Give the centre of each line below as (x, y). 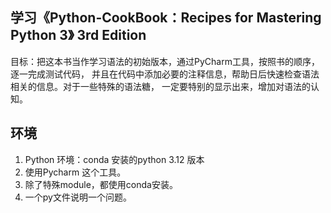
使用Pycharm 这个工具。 (75, 172)
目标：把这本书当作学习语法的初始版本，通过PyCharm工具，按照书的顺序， (165, 61)
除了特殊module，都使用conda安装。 (101, 184)
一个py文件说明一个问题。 (78, 197)
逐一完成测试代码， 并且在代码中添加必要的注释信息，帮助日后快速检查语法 (165, 74)
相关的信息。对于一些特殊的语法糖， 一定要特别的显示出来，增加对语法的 (160, 86)
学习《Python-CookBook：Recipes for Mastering (166, 18)
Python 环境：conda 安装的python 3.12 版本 (114, 159)
